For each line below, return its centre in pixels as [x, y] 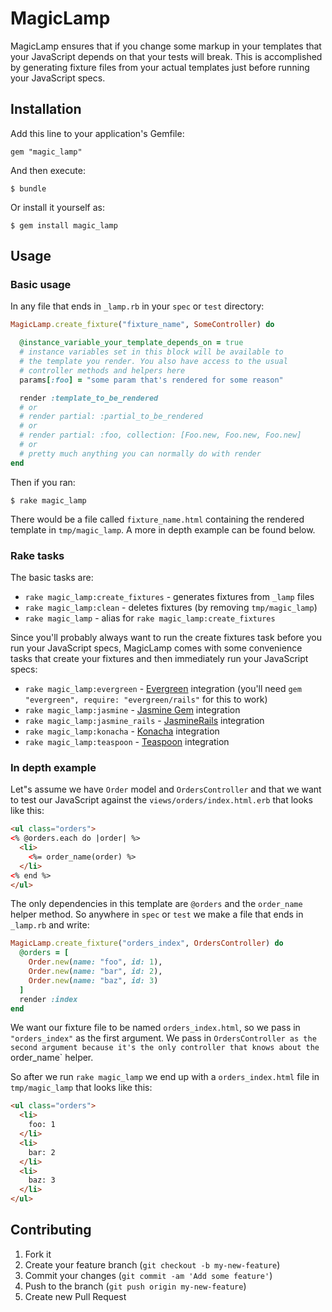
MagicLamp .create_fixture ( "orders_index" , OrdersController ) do [147, 943]
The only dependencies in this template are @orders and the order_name [156, 904]
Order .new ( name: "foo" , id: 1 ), [95, 962]
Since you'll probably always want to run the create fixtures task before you [166, 637]
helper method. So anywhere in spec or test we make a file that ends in [157, 914]
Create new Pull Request [75, 1296]
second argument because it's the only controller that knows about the [165, 1048]
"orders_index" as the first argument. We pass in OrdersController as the [163, 1038]
